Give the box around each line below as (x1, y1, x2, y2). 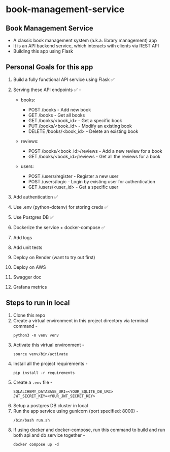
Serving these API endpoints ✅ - (13, 87, 81, 93)
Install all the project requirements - (13, 360, 88, 366)
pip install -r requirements (13, 370, 75, 375)
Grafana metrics (13, 284, 47, 290)
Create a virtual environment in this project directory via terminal (13, 317, 148, 324)
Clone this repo (13, 312, 45, 318)
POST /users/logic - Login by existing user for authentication (28, 178, 155, 184)
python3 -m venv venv (13, 332, 59, 338)
